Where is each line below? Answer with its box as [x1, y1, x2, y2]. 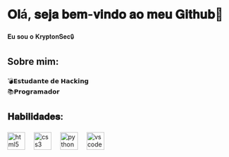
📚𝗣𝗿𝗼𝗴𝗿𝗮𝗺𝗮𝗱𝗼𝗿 [7, 87, 60, 96]
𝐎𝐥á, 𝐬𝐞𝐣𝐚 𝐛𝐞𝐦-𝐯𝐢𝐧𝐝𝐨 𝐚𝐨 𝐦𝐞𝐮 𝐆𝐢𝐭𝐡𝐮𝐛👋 [7, 6, 223, 23]
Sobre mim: [7, 56, 59, 68]
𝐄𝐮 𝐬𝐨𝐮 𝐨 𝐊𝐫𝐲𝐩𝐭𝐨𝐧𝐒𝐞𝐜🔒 [7, 32, 75, 41]
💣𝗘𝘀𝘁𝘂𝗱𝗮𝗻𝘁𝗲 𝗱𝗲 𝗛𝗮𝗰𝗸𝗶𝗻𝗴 [7, 77, 89, 85]
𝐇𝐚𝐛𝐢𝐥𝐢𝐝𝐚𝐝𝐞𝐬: [7, 111, 63, 123]
